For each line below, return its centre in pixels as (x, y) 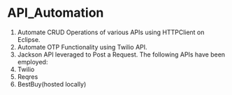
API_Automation (56, 13)
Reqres (28, 76)
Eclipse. (29, 39)
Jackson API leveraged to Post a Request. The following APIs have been (121, 54)
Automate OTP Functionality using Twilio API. (82, 47)
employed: (32, 61)
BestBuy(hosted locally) (52, 84)
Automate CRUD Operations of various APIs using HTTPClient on (111, 32)
